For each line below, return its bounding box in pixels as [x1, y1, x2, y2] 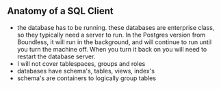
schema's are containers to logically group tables [16, 74, 156, 82]
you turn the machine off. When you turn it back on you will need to [16, 45, 207, 53]
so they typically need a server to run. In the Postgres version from [16, 31, 206, 39]
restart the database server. [16, 52, 96, 60]
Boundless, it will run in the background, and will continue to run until [16, 37, 212, 46]
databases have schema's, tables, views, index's [16, 67, 155, 75]
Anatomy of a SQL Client [7, 5, 114, 17]
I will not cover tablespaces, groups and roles [16, 59, 146, 67]
